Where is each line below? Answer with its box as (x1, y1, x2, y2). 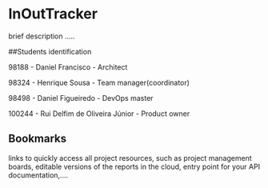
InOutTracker (8, 5, 98, 23)
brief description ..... (8, 31, 75, 41)
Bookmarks (8, 132, 67, 146)
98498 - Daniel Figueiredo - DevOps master (8, 93, 154, 102)
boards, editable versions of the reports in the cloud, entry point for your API (8, 162, 261, 171)
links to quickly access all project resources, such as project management (8, 153, 252, 162)
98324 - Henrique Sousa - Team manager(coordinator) (8, 78, 190, 87)
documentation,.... (8, 170, 69, 180)
